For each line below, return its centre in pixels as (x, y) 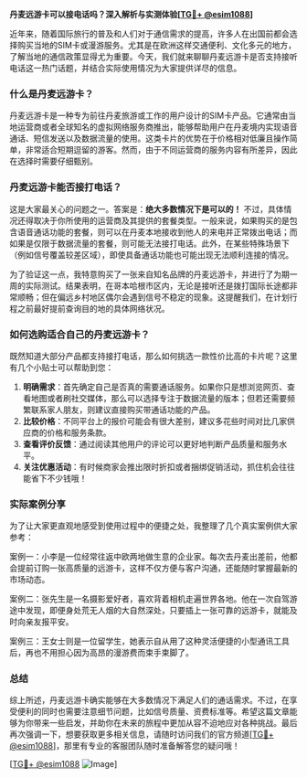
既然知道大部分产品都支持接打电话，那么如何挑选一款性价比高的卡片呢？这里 (153, 356)
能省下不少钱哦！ (55, 478)
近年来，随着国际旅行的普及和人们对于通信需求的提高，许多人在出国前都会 (149, 34)
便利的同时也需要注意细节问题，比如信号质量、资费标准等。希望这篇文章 (153, 711)
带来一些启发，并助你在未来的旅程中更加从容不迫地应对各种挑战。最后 (165, 723)
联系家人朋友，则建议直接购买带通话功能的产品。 (123, 410)
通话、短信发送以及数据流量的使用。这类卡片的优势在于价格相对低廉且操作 (149, 139)
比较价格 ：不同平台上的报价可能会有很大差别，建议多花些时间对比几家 (155, 421)
